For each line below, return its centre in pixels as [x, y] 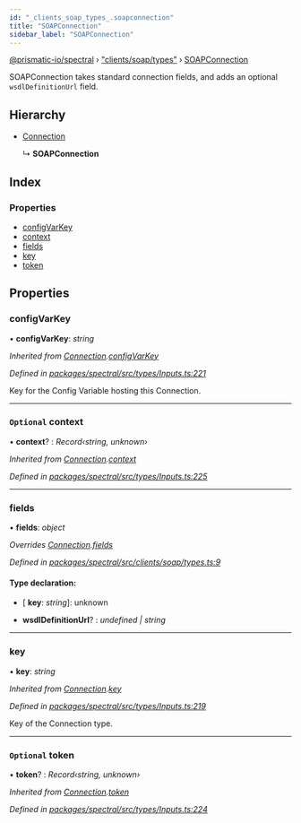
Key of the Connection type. [61, 723]
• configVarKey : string [52, 338]
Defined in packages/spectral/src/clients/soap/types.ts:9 [115, 562]
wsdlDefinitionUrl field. [54, 87]
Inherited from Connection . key [66, 689]
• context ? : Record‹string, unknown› [78, 441]
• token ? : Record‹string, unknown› [75, 774]
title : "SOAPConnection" [56, 26]
